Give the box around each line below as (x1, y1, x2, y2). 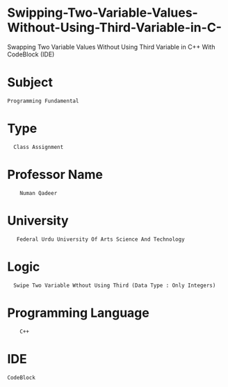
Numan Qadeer (19, 189, 58, 196)
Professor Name (7, 167, 103, 182)
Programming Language (7, 305, 149, 321)
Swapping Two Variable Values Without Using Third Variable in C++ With (7, 42, 215, 51)
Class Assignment (13, 143, 64, 150)
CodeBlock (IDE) (7, 50, 55, 58)
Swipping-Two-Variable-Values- (7, 5, 198, 21)
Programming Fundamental (7, 97, 79, 104)
